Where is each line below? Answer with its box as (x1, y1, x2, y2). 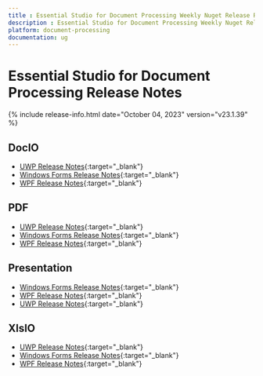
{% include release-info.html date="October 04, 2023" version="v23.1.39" (8, 110, 248, 119)
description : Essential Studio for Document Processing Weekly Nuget (8, 19, 243, 27)
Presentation (8, 261, 73, 275)
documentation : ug (8, 33, 68, 42)
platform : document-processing (8, 26, 110, 34)
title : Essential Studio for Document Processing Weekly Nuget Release (8, 11, 250, 20)
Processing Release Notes (8, 84, 182, 102)
